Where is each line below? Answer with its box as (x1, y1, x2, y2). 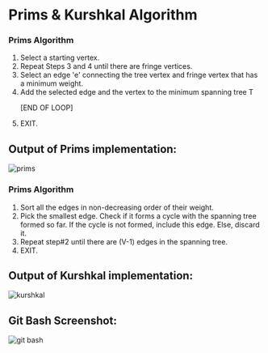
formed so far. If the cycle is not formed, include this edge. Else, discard (19, 219, 260, 229)
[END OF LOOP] (19, 103, 73, 113)
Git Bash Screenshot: (8, 313, 117, 327)
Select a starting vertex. (19, 53, 100, 62)
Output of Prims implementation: (8, 142, 178, 155)
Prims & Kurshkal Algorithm (8, 6, 198, 24)
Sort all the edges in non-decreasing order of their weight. (19, 202, 214, 212)
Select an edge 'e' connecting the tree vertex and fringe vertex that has (19, 70, 258, 80)
